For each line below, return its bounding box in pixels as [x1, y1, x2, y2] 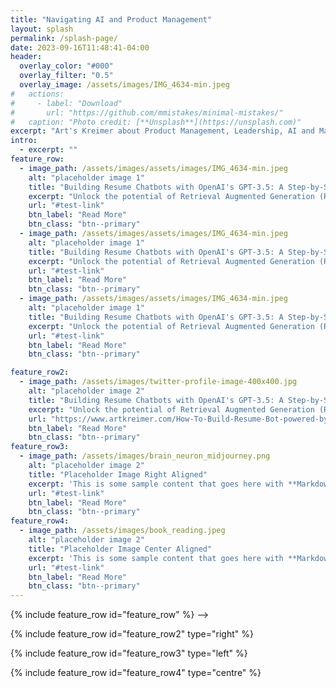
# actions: [10, 89, 65, 99]
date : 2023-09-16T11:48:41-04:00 [10, 42, 150, 53]
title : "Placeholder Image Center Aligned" [28, 544, 213, 554]
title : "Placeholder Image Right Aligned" [28, 469, 208, 480]
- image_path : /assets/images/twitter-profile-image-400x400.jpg [19, 377, 298, 387]
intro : [10, 136, 38, 146]
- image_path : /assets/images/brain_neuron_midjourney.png [19, 451, 271, 461]
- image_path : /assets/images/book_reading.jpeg [19, 526, 226, 536]
